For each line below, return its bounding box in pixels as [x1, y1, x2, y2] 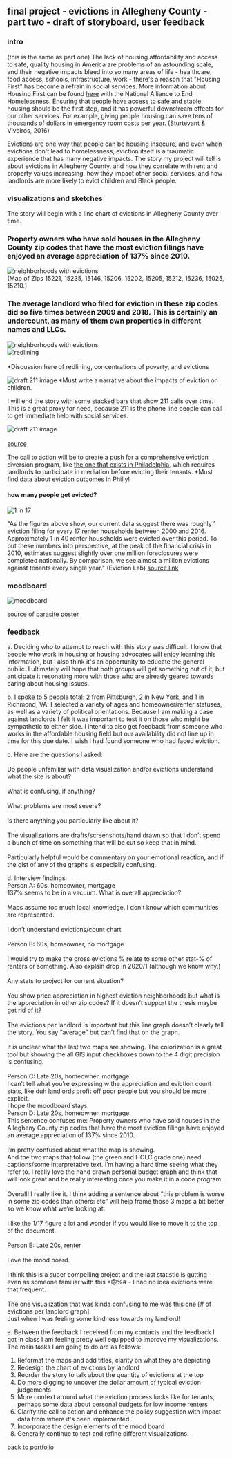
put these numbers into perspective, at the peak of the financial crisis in [7, 541, 212, 550]
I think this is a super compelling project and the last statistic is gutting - [7, 1271, 212, 1279]
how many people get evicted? [7, 491, 97, 499]
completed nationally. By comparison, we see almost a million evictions [7, 556, 209, 564]
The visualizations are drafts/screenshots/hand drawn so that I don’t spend [7, 831, 221, 839]
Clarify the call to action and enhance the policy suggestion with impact [17, 1408, 222, 1416]
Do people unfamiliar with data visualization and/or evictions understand [7, 765, 213, 774]
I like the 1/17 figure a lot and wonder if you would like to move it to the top [7, 1219, 217, 1228]
